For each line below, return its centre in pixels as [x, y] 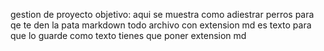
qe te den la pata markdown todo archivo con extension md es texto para [161, 25]
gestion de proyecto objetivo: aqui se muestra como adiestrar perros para [162, 14]
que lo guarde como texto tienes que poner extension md [128, 35]
